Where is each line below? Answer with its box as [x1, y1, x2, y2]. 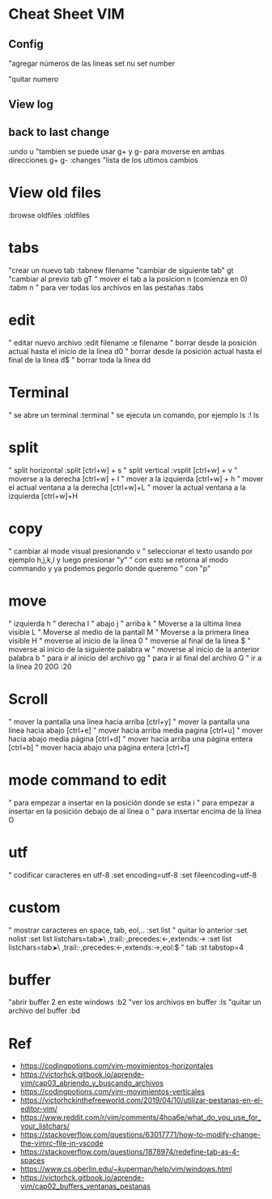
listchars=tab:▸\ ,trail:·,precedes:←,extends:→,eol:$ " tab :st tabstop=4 [8, 942, 244, 952]
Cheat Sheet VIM [8, 5, 125, 23]
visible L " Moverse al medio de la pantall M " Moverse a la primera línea [8, 627, 249, 636]
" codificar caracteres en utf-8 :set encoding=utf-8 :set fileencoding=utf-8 [8, 869, 257, 879]
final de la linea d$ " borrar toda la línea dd [8, 355, 151, 365]
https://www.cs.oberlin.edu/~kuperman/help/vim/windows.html [19, 1164, 232, 1174]
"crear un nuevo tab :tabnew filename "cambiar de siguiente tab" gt [8, 266, 234, 275]
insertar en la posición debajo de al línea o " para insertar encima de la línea [8, 806, 261, 816]
